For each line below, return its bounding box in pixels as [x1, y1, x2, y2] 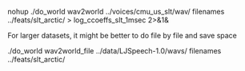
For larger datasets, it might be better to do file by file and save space [7, 31, 238, 40]
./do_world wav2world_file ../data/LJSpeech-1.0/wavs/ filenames [7, 46, 222, 55]
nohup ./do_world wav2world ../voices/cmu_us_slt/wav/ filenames [7, 7, 225, 16]
